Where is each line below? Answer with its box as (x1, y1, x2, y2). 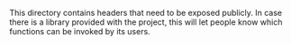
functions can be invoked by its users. (9, 26, 150, 36)
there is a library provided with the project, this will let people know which (9, 17, 283, 27)
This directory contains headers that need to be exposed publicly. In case (9, 8, 282, 18)
